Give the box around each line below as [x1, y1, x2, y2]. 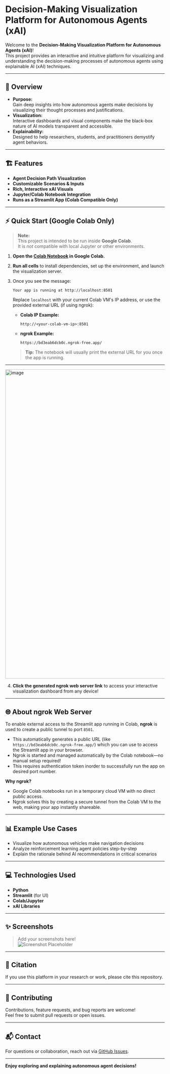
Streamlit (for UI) [12, 892, 49, 898]
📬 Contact [5, 1032, 41, 1041]
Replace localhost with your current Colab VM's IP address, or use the [12, 297, 161, 303]
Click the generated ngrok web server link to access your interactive [12, 683, 158, 689]
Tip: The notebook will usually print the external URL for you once [25, 349, 163, 355]
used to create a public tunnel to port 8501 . [5, 726, 95, 733]
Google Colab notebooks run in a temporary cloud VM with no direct [12, 788, 155, 794]
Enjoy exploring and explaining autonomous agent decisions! [5, 1063, 137, 1069]
